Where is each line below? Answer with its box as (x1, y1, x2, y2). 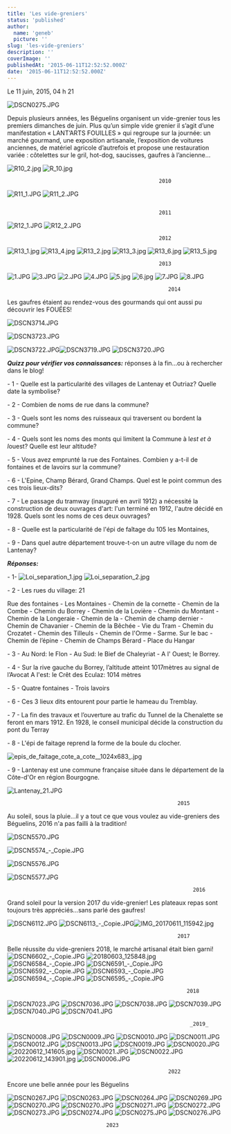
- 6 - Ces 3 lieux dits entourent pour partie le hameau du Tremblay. (7, 697, 198, 705)
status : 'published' (7, 17, 67, 24)
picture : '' (13, 36, 48, 43)
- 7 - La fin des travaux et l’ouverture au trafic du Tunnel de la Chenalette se (7, 710, 223, 719)
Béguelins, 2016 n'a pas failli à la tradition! (7, 819, 127, 827)
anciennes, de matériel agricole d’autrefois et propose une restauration (7, 143, 210, 152)
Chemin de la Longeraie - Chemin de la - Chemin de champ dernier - (7, 614, 204, 622)
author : (7, 23, 30, 30)
